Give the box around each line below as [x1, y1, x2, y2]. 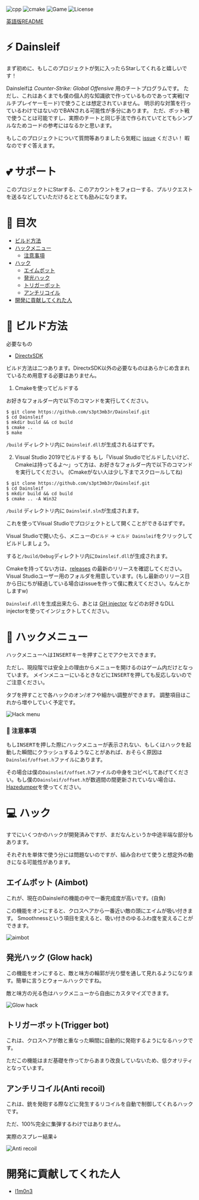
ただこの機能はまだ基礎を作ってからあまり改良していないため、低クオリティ [6, 1057, 193, 1064]
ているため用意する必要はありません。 [6, 371, 100, 379]
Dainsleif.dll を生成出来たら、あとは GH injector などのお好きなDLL [6, 600, 175, 607]
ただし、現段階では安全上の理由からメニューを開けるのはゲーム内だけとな [6, 663, 188, 671]
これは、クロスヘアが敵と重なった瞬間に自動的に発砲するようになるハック [6, 1037, 188, 1044]
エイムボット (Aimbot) [6, 877, 89, 888]
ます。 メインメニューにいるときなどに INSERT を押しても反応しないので [16, 671, 192, 678]
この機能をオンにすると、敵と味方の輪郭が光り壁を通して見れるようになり [6, 969, 188, 977]
